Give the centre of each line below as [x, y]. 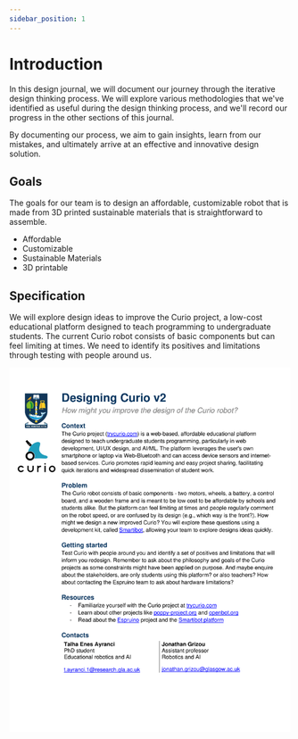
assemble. [28, 222]
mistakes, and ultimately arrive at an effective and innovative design [134, 144]
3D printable [45, 268]
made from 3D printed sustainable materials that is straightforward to [136, 212]
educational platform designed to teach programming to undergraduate [140, 327]
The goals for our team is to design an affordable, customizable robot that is [149, 203]
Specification [47, 296]
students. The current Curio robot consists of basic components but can [142, 336]
